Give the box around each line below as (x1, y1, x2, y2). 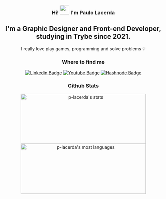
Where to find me (61, 58, 105, 65)
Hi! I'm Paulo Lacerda (51, 9, 115, 16)
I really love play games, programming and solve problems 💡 (21, 45, 146, 52)
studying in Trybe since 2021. (36, 32, 131, 41)
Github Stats (67, 82, 99, 89)
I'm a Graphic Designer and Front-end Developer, (5, 25, 162, 33)
